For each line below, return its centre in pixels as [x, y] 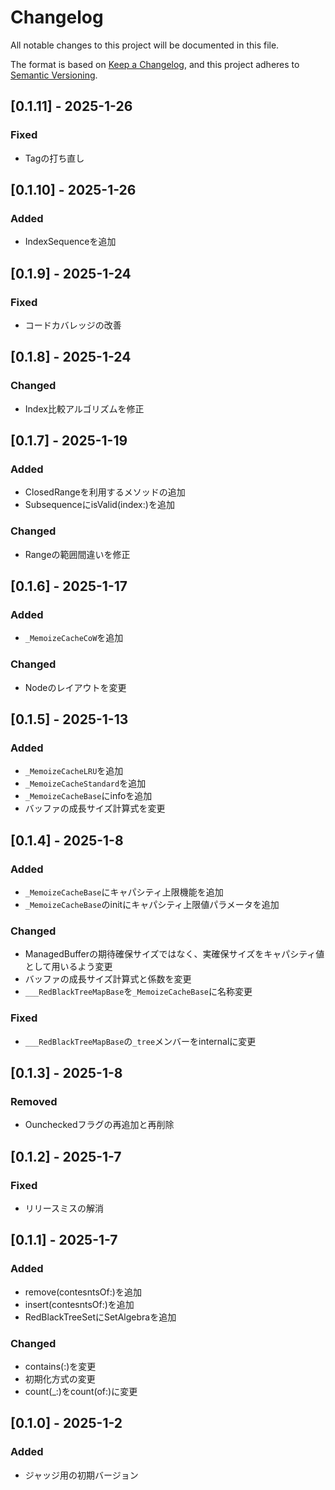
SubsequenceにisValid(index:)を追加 [99, 505]
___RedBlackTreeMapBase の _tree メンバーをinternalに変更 [140, 1041]
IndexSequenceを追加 [70, 242]
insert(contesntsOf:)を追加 [79, 1304]
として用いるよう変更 [68, 967]
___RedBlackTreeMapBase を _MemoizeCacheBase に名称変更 [138, 992]
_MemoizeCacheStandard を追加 [85, 783]
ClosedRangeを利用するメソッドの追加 [105, 492]
